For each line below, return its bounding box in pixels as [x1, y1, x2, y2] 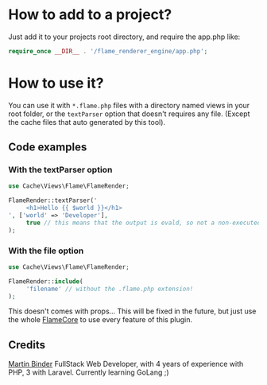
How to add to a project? [8, 6, 172, 24]
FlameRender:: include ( [8, 277, 83, 286]
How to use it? [8, 74, 104, 92]
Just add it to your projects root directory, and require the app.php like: [8, 32, 241, 41]
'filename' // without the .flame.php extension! [25, 285, 194, 293]
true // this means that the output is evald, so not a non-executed [25, 219, 261, 227]
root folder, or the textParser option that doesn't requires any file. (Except [8, 109, 250, 119]
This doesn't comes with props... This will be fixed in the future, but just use [8, 306, 257, 316]
